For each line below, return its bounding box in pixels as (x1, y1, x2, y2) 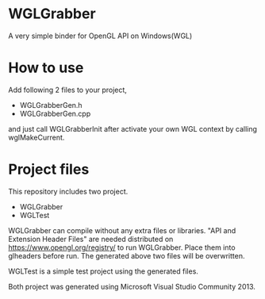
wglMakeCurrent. (8, 132, 65, 142)
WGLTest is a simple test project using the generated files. (8, 266, 198, 276)
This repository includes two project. (8, 186, 129, 196)
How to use (8, 59, 84, 77)
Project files (8, 160, 90, 178)
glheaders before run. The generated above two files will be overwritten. (8, 251, 245, 260)
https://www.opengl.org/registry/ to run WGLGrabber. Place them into (8, 243, 236, 252)
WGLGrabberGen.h (19, 100, 83, 109)
